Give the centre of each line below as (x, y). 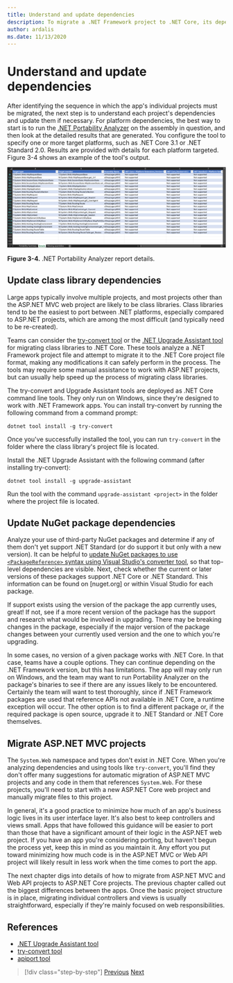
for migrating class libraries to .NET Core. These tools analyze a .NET (106, 347)
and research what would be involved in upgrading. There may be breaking (114, 620)
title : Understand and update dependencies (71, 15)
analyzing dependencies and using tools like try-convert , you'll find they (111, 768)
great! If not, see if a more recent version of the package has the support (111, 612)
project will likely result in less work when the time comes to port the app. (112, 862)
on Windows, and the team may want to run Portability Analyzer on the (108, 677)
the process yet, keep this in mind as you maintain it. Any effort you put (109, 848)
